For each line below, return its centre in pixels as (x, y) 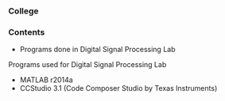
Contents (27, 32)
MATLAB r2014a (46, 80)
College (23, 11)
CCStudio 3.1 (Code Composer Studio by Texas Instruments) (118, 88)
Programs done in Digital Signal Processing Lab (97, 50)
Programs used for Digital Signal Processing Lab (87, 65)
